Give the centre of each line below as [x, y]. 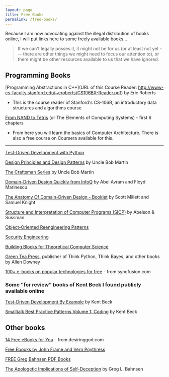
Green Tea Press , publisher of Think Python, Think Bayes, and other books [82, 257]
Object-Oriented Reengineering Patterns [47, 227]
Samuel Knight [20, 203]
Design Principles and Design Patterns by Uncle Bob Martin [67, 162]
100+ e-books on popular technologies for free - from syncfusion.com [78, 272]
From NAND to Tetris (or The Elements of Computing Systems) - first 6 [78, 118]
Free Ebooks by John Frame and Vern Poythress [55, 350]
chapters [14, 123]
